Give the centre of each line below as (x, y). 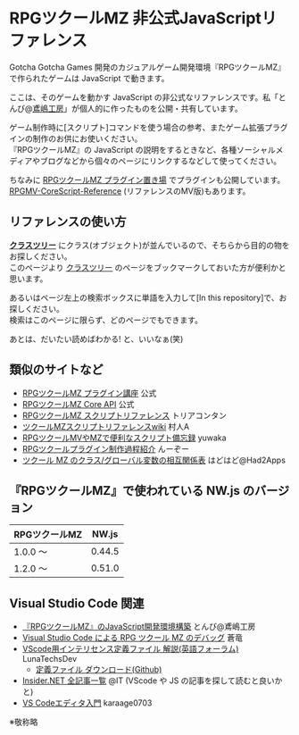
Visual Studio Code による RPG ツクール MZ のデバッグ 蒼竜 (133, 638)
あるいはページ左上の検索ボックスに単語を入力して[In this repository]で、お (148, 297)
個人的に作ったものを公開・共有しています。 (161, 108)
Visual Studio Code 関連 (77, 603)
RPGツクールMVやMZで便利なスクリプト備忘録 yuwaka (124, 438)
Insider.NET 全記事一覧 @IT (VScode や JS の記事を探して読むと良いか (152, 681)
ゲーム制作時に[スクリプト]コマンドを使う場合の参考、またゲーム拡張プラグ (149, 127)
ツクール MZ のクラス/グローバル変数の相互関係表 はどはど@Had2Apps (154, 460)
